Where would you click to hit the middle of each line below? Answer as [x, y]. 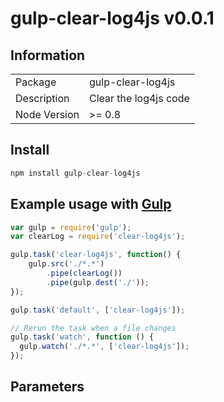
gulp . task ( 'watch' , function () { [82, 337]
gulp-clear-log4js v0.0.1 [112, 18]
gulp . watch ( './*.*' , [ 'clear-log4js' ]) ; [104, 347]
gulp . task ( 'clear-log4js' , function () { [96, 255]
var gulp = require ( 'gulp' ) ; [71, 227]
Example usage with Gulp [91, 204]
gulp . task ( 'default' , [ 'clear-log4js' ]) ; [98, 310]
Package [36, 82]
